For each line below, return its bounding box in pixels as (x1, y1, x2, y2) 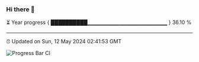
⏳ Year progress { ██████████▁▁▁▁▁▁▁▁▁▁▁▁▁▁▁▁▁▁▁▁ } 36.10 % (6, 19, 192, 26)
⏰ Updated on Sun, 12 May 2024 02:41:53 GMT (6, 38, 122, 45)
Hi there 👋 (6, 5, 36, 13)
